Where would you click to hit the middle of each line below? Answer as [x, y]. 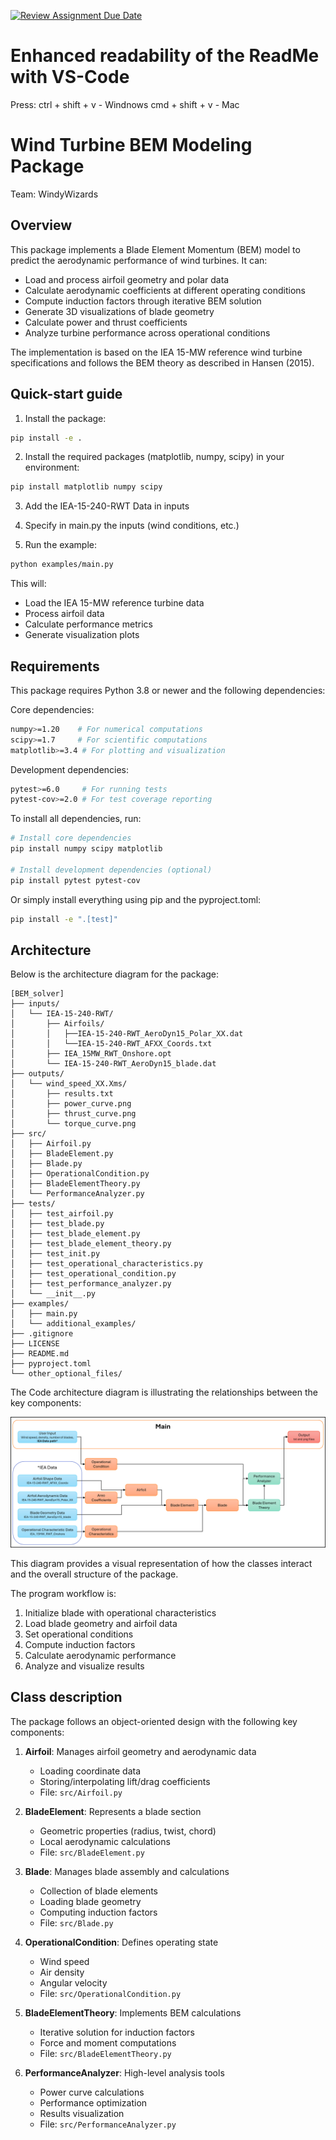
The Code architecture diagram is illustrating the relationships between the [164, 1392]
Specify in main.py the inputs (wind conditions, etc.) [132, 526]
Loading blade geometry [90, 1901]
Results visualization [82, 2113]
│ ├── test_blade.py [57, 1224]
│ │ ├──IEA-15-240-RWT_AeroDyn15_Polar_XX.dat [127, 1034]
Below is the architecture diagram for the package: [115, 974]
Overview [41, 225]
